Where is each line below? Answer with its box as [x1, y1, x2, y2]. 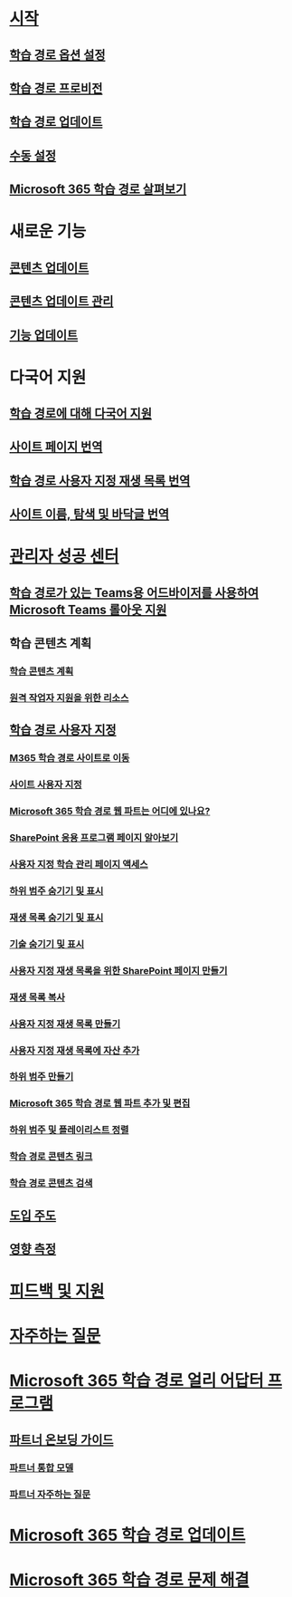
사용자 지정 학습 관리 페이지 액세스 [9, 858, 149, 871]
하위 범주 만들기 [9, 1071, 74, 1083]
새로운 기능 [9, 221, 87, 242]
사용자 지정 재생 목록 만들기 [9, 1017, 121, 1030]
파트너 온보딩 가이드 [9, 1432, 114, 1448]
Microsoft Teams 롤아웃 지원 [9, 601, 167, 617]
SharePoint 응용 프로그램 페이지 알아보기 [9, 832, 179, 844]
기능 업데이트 [9, 327, 79, 342]
